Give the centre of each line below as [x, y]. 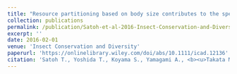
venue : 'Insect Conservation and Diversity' [74, 47]
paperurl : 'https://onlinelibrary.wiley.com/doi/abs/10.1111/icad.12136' [118, 54]
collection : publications [45, 20]
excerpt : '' [25, 33]
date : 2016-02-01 [33, 40]
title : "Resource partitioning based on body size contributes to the [113, 14]
